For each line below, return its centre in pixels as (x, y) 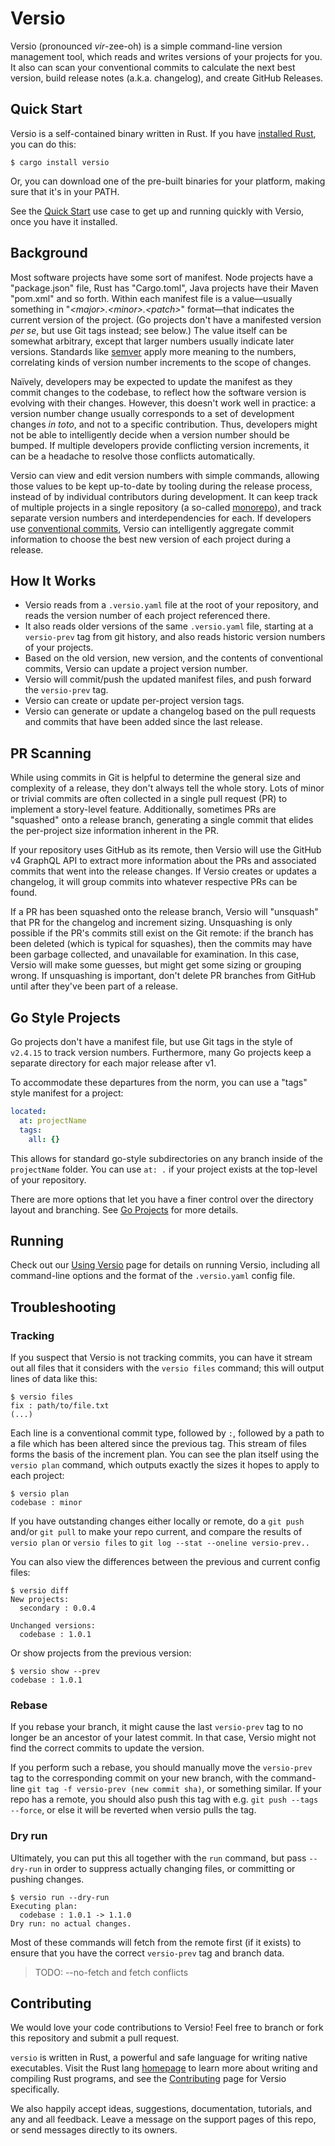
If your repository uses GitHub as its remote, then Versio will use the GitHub (166, 850)
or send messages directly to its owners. (94, 2130)
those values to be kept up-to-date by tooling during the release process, (161, 486)
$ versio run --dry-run (60, 1897)
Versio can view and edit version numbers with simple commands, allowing (165, 475)
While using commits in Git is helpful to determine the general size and (156, 778)
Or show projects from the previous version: (101, 1653)
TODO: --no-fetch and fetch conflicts (111, 1972)
